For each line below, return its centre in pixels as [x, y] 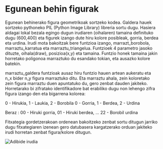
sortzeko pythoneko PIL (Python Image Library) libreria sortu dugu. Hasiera [80, 27]
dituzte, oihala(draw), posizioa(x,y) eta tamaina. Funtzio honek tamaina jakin [81, 53]
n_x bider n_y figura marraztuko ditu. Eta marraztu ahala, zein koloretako [77, 78]
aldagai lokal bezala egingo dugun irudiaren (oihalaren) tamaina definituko [79, 33]
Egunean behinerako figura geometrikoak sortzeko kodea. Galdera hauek [78, 22]
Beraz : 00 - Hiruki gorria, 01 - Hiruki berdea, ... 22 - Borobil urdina [72, 112]
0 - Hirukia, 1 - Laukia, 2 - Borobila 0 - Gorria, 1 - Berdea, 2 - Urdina [72, 103]
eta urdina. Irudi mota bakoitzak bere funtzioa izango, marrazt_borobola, [78, 43]
